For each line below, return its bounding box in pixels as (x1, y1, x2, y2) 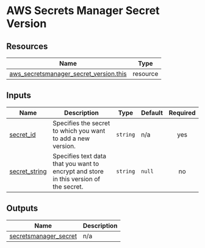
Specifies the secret (52, 119, 110, 127)
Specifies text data (52, 151, 107, 160)
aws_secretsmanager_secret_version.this (9, 70, 127, 78)
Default (141, 108, 164, 117)
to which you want (52, 126, 106, 135)
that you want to (52, 159, 99, 168)
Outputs (6, 203, 38, 214)
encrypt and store (52, 167, 104, 175)
